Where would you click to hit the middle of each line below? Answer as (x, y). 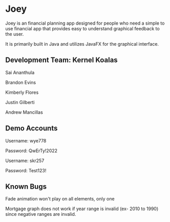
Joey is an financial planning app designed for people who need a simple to (85, 23)
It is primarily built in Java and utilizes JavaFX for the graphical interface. (82, 44)
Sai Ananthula (20, 72)
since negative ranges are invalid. (41, 214)
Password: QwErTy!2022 (31, 150)
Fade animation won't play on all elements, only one (60, 199)
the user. (15, 34)
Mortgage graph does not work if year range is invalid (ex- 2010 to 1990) (82, 209)
